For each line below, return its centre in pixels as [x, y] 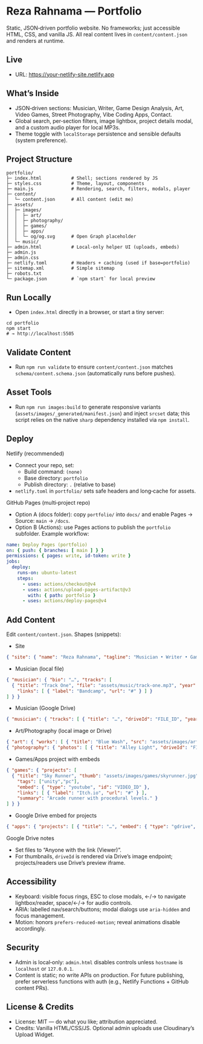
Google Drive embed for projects [56, 816]
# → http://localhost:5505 [40, 334]
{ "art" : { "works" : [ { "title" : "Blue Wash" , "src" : [77, 742]
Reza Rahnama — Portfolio [74, 11]
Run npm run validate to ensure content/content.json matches [94, 367]
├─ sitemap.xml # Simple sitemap [60, 268]
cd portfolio [23, 323]
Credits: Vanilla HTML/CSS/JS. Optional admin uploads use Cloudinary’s [105, 1028]
